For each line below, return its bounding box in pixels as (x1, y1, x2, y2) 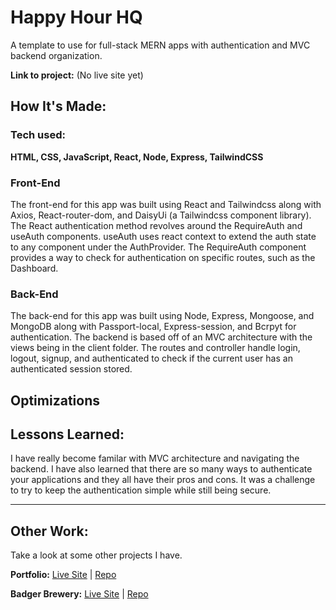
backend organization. (10, 49, 103, 61)
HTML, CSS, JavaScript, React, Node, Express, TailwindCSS (10, 151, 264, 163)
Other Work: (10, 522, 89, 540)
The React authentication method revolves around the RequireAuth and (10, 219, 303, 231)
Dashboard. (10, 262, 59, 274)
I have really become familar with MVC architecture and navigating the (10, 452, 300, 465)
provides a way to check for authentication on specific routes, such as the (10, 251, 316, 263)
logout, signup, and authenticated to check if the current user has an (10, 352, 293, 365)
